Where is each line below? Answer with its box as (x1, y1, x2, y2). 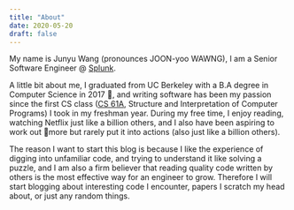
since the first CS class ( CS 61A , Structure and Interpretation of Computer (9, 99, 279, 109)
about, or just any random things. (9, 191, 130, 201)
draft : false (9, 29, 58, 38)
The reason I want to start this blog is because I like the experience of (9, 144, 264, 154)
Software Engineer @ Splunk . (9, 63, 117, 73)
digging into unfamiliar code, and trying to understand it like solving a (9, 154, 262, 164)
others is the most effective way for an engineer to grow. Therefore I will (9, 172, 273, 183)
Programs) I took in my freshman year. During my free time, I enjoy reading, (9, 108, 284, 119)
